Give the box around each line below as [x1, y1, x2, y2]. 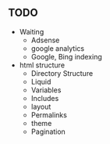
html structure [19, 60, 65, 70]
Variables [30, 85, 62, 95]
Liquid [30, 77, 51, 86]
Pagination [30, 127, 66, 136]
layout [30, 102, 51, 111]
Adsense [30, 35, 60, 45]
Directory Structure [30, 68, 94, 77]
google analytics [30, 43, 84, 53]
